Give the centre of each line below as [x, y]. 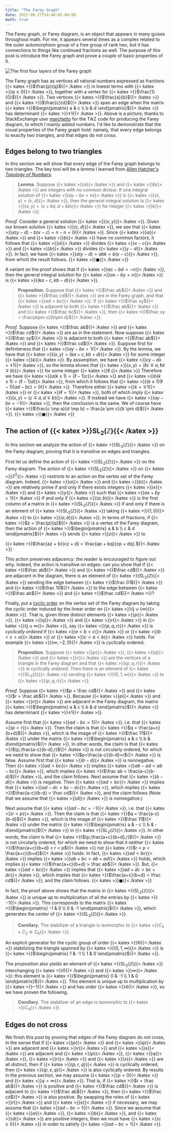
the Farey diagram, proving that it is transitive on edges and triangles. [78, 451]
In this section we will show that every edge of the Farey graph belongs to [83, 164]
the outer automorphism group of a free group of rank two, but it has [77, 45]
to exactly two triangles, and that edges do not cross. [61, 135]
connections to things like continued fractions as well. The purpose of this [83, 50]
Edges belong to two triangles [54, 151]
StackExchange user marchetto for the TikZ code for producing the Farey [82, 119]
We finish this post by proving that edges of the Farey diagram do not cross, [85, 1037]
